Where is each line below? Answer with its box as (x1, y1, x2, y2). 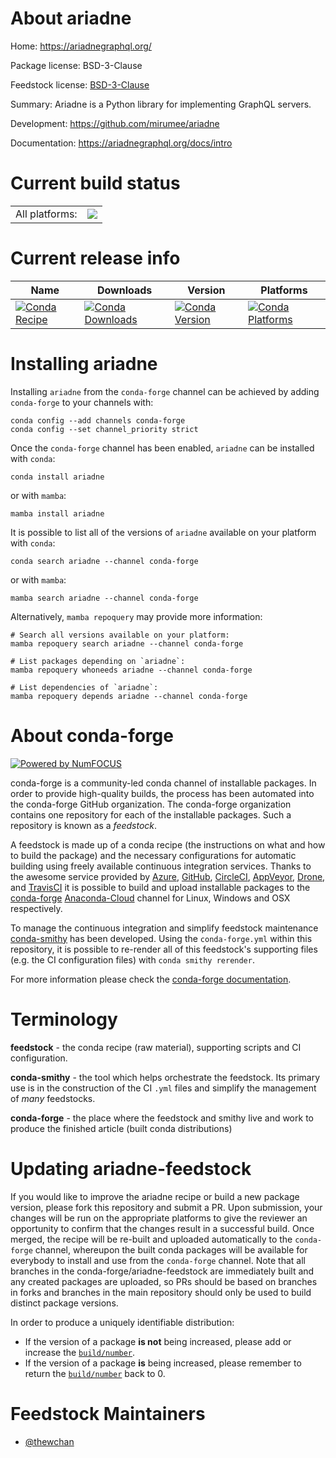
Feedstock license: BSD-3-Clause (10, 78, 150, 91)
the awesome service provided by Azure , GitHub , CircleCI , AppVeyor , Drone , (10, 870, 326, 882)
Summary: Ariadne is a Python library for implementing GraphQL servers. (10, 98, 312, 110)
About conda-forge (10, 724, 174, 747)
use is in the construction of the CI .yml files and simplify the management (10, 1082, 317, 1094)
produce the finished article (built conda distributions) (10, 1122, 233, 1134)
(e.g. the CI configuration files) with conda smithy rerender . (10, 953, 255, 966)
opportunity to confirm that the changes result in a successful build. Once (10, 1222, 315, 1234)
